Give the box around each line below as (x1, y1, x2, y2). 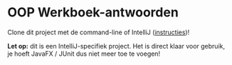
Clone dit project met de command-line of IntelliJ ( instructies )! (7, 28, 190, 36)
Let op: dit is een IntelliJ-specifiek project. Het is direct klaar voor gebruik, (7, 41, 226, 50)
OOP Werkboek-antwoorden (7, 4, 179, 21)
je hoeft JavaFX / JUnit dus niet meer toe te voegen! (7, 49, 161, 58)
